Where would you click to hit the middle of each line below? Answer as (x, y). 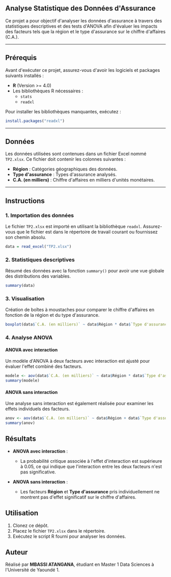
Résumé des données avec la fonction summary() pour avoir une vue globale (85, 271)
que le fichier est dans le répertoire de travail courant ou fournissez (87, 232)
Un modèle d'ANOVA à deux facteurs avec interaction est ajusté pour (78, 361)
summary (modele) (22, 381)
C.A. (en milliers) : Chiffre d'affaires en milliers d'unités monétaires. (84, 180)
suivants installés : (25, 76)
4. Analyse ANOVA (29, 338)
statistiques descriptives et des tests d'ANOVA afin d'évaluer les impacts (81, 26)
